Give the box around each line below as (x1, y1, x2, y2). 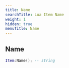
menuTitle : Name (5, 26, 39, 31)
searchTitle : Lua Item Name (5, 12, 64, 17)
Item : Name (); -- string (5, 58, 55, 63)
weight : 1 (5, 17, 26, 22)
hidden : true (5, 21, 33, 27)
